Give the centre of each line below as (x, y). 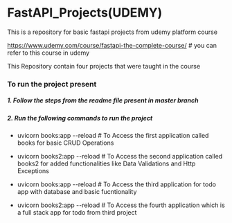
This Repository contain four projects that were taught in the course (104, 66)
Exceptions (33, 171)
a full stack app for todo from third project (77, 213)
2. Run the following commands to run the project (80, 118)
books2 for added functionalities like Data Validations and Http (106, 163)
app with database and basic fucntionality (77, 192)
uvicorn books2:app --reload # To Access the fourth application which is (121, 205)
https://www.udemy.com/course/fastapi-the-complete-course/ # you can (112, 45)
